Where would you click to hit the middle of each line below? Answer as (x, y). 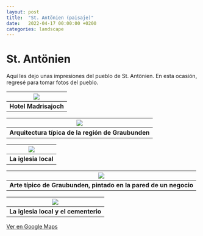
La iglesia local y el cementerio (55, 212)
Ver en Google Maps (32, 227)
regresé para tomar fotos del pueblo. (52, 82)
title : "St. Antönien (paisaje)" (50, 18)
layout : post (23, 12)
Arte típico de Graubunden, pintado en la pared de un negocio (101, 185)
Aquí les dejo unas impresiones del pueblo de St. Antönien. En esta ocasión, (102, 76)
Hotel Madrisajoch (37, 106)
